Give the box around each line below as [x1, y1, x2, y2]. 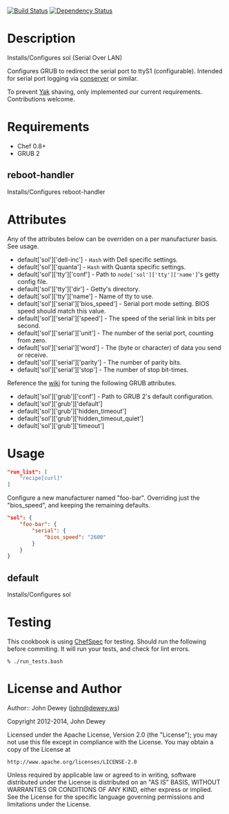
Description [7, 31, 76, 46]
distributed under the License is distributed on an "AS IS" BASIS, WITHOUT [7, 778, 221, 786]
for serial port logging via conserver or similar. [7, 74, 139, 82]
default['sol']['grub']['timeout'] [17, 421, 105, 429]
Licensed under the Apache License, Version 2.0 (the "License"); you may [7, 730, 218, 739]
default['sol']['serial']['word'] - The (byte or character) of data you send [17, 343, 222, 351]
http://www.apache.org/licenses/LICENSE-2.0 [7, 759, 137, 766]
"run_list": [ [7, 468, 48, 476]
